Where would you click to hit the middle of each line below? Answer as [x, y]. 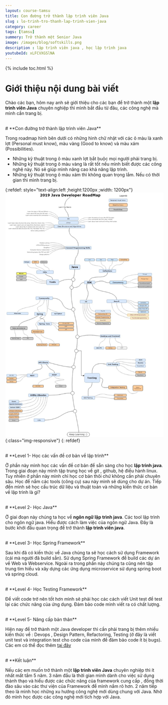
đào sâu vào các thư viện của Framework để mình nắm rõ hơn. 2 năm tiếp [81, 686]
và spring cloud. [22, 574]
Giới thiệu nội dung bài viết [62, 88]
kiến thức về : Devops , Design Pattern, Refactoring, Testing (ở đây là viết [81, 634]
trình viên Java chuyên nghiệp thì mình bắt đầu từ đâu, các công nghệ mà [82, 108]
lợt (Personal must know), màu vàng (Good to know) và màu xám [72, 143]
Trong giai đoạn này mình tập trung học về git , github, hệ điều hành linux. [81, 471]
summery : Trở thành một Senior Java [43, 37]
